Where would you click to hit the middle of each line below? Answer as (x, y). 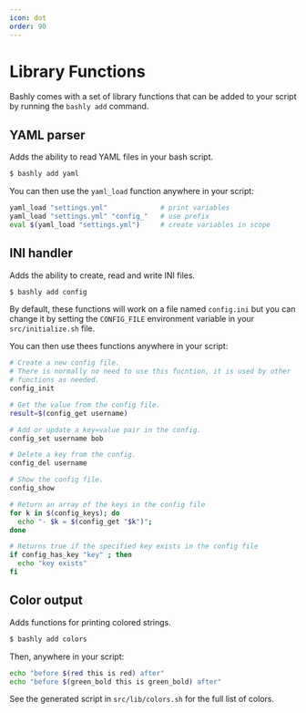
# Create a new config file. (65, 363)
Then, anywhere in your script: (67, 656)
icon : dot (28, 18)
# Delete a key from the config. (73, 455)
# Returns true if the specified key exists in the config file (134, 547)
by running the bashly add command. (79, 107)
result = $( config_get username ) (69, 413)
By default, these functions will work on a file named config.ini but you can (153, 309)
